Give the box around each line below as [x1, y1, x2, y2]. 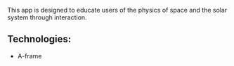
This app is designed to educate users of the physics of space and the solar [7, 6, 228, 14]
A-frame [17, 51, 42, 60]
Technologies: [7, 33, 72, 45]
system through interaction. [7, 13, 87, 22]
